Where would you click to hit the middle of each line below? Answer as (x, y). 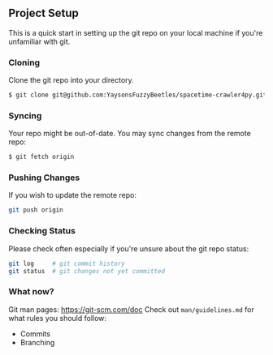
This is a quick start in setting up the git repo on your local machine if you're (136, 32)
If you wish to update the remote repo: (72, 195)
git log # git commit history (67, 263)
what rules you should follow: (58, 318)
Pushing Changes (44, 177)
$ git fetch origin (41, 157)
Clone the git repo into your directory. (71, 80)
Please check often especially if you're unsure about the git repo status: (129, 248)
